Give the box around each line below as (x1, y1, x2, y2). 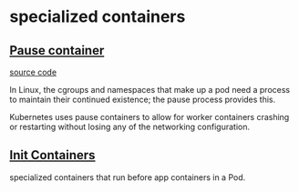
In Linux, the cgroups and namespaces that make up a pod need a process (9, 85, 290, 95)
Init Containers (9, 147, 96, 163)
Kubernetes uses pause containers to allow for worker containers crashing (9, 112, 290, 122)
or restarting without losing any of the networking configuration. (9, 121, 251, 132)
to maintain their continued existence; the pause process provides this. (9, 94, 276, 105)
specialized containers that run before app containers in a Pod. (9, 171, 246, 183)
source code (9, 66, 57, 77)
